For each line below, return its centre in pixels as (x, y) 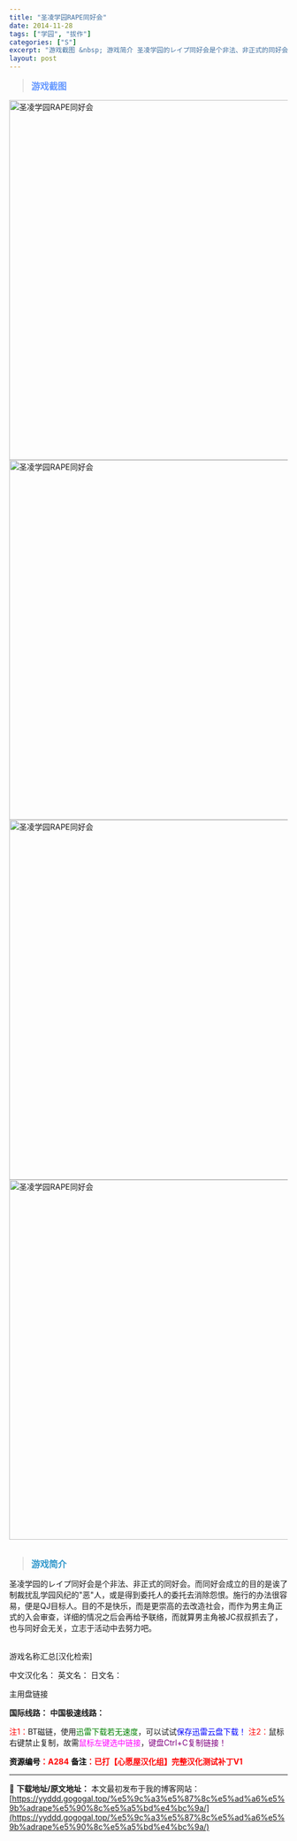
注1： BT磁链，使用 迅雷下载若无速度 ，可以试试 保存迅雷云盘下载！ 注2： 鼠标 (147, 1732)
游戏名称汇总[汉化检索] (51, 1656)
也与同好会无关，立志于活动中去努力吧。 (83, 1628)
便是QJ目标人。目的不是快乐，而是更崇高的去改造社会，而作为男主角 (150, 1606)
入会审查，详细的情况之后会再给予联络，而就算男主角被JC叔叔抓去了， (153, 1617)
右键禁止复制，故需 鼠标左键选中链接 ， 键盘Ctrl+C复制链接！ (118, 1743)
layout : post (33, 58)
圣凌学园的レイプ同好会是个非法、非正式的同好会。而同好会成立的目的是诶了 (148, 1584)
